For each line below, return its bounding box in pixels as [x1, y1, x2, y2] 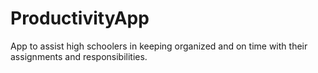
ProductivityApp [10, 7, 150, 30]
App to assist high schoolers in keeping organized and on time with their [10, 40, 308, 52]
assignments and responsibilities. [10, 50, 148, 62]
